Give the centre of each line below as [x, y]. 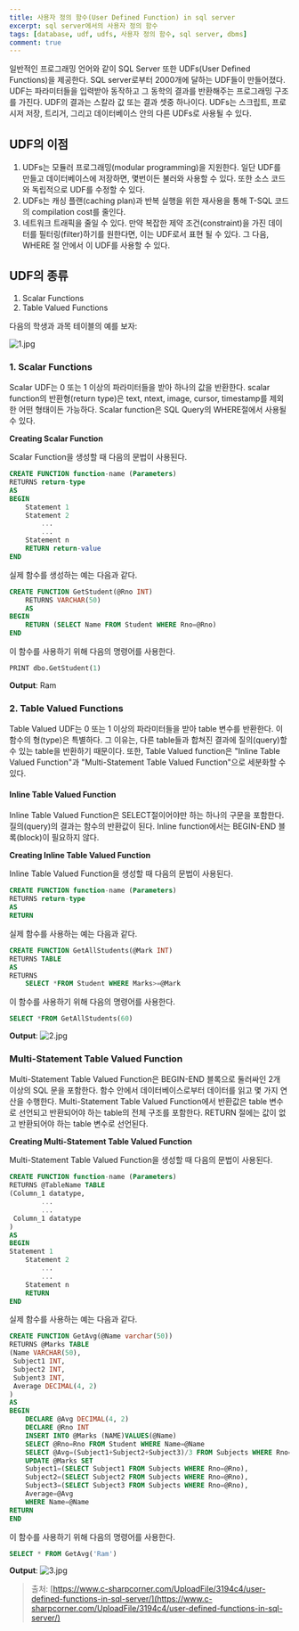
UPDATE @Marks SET [59, 1461]
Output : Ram [33, 685]
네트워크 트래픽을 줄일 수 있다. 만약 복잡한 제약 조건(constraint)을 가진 [144, 223]
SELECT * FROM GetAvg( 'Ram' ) [63, 1553]
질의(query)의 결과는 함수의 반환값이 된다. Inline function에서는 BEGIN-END [143, 826]
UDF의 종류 [39, 276]
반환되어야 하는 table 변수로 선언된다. [83, 1124]
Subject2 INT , [39, 1369]
